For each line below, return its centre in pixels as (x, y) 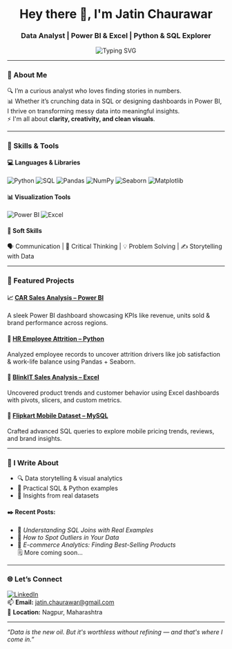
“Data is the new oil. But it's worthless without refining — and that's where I (115, 632)
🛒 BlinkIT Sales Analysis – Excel (53, 377)
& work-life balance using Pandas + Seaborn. (71, 361)
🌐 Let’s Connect (35, 579)
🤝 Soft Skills (25, 230)
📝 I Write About (33, 462)
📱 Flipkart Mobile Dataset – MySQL (58, 416)
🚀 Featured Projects (41, 281)
